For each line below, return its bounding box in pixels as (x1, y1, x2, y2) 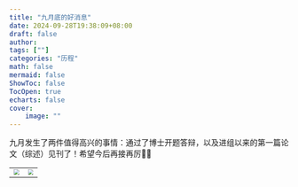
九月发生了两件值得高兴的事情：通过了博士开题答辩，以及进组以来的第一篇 (9, 137, 281, 148)
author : (9, 37, 38, 47)
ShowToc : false (9, 79, 66, 88)
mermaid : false (9, 71, 66, 80)
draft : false (9, 29, 58, 38)
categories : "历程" (9, 54, 79, 63)
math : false (9, 63, 53, 72)
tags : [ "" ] (9, 46, 50, 55)
